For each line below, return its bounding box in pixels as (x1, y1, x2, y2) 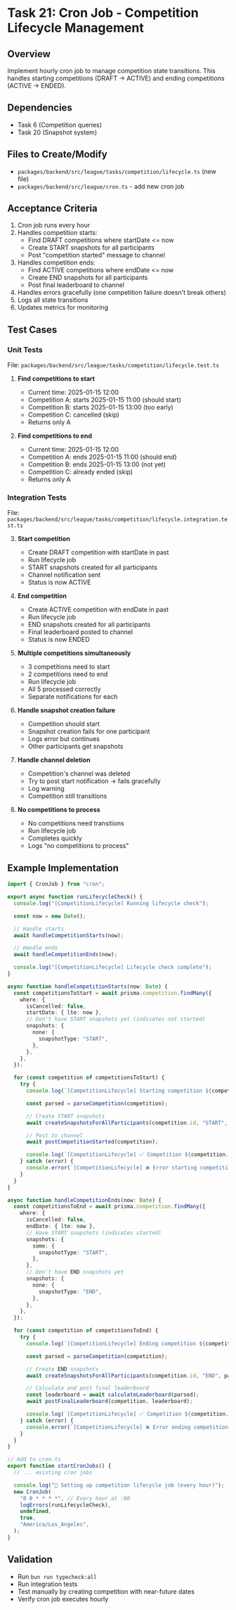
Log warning (27, 785, 65, 793)
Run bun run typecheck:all (17, 1572, 97, 1580)
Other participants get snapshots (27, 742, 124, 751)
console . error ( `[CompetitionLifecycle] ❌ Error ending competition (25, 1424, 229, 1431)
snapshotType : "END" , (38, 1288, 102, 1295)
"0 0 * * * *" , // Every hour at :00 (20, 1495, 131, 1502)
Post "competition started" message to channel (27, 251, 165, 260)
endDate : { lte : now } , (25, 1223, 96, 1230)
